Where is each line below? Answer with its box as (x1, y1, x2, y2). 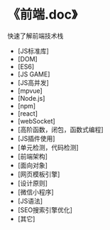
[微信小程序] (17, 187, 55, 196)
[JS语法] (17, 196, 43, 205)
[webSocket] (17, 116, 55, 125)
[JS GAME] (17, 69, 50, 79)
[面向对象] (17, 161, 48, 169)
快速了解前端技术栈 (7, 31, 64, 40)
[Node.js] (17, 94, 45, 102)
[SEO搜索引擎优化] (17, 205, 73, 214)
